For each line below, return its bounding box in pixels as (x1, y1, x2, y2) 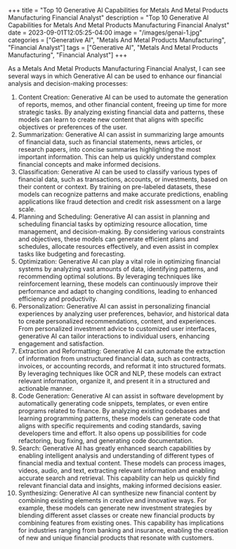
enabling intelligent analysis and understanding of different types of (18, 451, 215, 460)
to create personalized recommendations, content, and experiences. (18, 317, 216, 325)
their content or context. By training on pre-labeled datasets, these (18, 183, 211, 190)
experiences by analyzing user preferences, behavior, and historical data (18, 309, 230, 318)
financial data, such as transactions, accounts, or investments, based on (18, 175, 228, 183)
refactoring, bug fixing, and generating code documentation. (18, 437, 194, 445)
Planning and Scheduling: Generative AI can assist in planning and (18, 212, 210, 221)
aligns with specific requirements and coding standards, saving (18, 422, 202, 429)
